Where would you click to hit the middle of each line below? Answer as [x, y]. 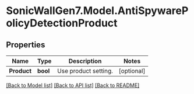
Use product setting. [85, 71]
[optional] [132, 71]
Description [85, 61]
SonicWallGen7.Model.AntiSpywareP [97, 11]
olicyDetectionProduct [62, 23]
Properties [26, 45]
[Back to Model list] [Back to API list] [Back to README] [73, 85]
